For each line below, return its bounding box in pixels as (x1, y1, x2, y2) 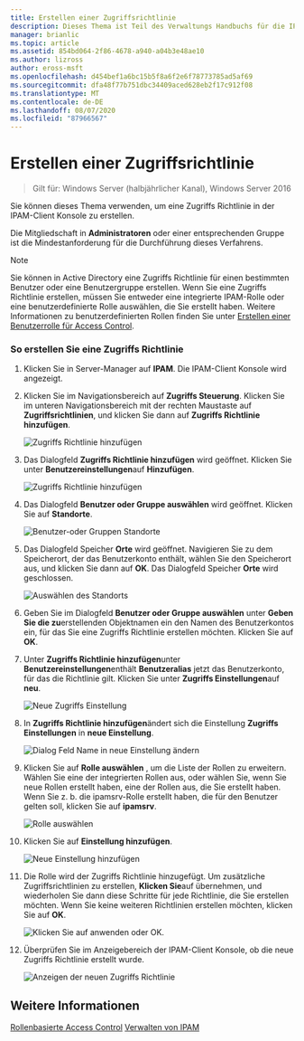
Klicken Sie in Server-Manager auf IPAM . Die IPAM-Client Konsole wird (23, 364, 287, 374)
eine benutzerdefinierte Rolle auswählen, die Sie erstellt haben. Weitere (10, 301, 276, 312)
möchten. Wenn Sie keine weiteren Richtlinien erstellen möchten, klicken (23, 900, 293, 911)
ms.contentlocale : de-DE (10, 97, 104, 107)
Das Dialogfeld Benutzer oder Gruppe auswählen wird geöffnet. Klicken (23, 499, 293, 510)
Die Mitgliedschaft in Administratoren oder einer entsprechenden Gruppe (10, 228, 285, 239)
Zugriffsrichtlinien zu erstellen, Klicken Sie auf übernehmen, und (23, 881, 263, 892)
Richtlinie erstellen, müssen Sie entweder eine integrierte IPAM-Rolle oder (10, 291, 285, 303)
